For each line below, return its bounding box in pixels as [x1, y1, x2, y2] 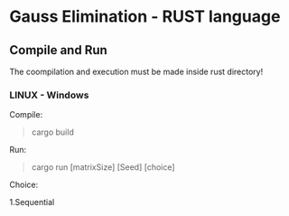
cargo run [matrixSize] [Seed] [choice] [31, 162, 175, 173]
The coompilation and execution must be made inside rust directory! [9, 66, 264, 77]
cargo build [31, 127, 74, 137]
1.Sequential [9, 197, 55, 208]
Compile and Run [9, 42, 108, 58]
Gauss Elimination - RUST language [9, 6, 281, 27]
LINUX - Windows [9, 89, 89, 101]
